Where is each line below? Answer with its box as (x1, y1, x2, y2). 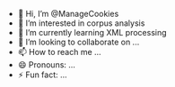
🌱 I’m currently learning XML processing (17, 28, 168, 37)
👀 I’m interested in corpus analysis (17, 18, 145, 28)
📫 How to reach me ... (17, 47, 101, 57)
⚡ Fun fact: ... (17, 69, 67, 80)
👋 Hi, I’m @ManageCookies (17, 9, 119, 19)
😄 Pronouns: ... (17, 59, 76, 70)
